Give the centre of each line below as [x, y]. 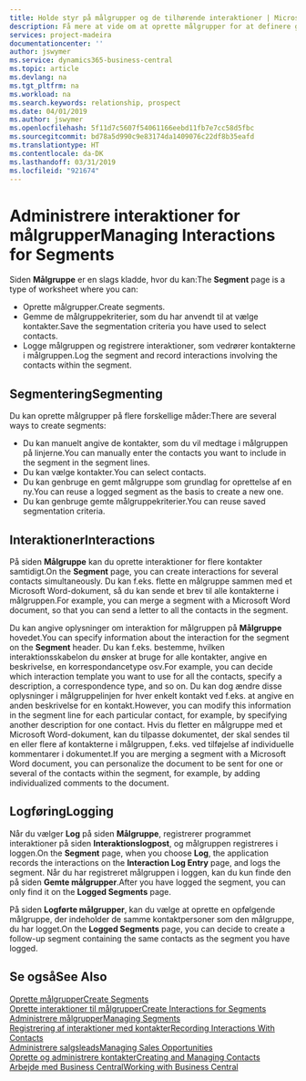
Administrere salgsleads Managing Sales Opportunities [111, 1047]
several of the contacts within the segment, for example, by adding [135, 773]
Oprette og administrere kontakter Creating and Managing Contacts [135, 1057]
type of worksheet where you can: [74, 289]
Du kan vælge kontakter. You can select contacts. [114, 473]
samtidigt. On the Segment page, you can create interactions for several [144, 571]
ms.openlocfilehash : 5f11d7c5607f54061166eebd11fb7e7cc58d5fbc [132, 129]
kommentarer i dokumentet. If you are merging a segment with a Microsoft [148, 754]
